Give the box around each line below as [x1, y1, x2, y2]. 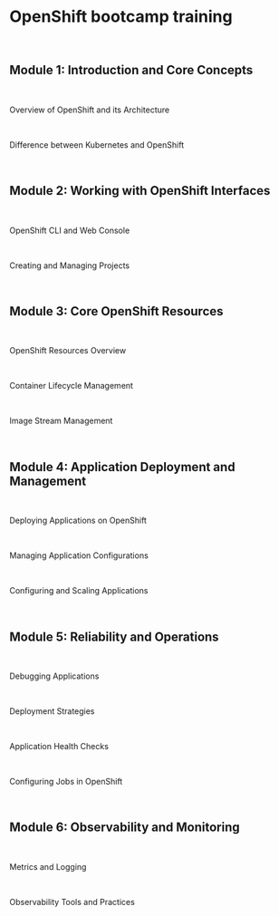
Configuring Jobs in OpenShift [9, 776, 123, 786]
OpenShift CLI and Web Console [9, 225, 130, 236]
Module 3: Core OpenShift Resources [9, 304, 224, 319]
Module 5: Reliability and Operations [9, 629, 219, 644]
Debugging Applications [9, 670, 100, 681]
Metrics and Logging [9, 861, 87, 872]
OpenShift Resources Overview [9, 345, 127, 356]
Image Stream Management [9, 415, 113, 427]
